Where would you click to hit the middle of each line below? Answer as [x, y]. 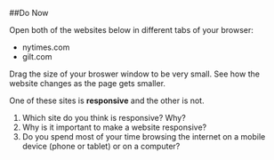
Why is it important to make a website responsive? [114, 127]
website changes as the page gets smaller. [88, 83]
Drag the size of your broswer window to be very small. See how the [135, 74]
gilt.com [37, 56]
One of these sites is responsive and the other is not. [107, 100]
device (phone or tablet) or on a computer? [101, 146]
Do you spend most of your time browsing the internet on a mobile [144, 136]
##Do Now [29, 13]
